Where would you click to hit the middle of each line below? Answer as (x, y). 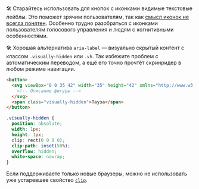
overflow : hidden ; (35, 151)
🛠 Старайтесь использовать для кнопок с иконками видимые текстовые (99, 8)
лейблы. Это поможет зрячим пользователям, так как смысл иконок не (98, 17)
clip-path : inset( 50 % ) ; (41, 146)
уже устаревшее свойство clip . (47, 180)
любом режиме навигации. (41, 69)
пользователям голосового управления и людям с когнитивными (90, 29)
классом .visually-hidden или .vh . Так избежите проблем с (83, 56)
